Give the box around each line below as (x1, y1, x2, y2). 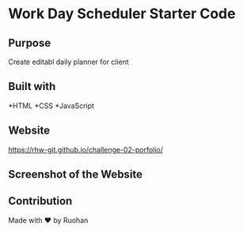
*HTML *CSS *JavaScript (8, 100, 95, 111)
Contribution (8, 194, 73, 208)
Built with (8, 80, 56, 93)
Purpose (8, 36, 51, 50)
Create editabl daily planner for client (8, 57, 129, 66)
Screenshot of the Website (8, 167, 143, 182)
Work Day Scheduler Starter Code (8, 5, 236, 23)
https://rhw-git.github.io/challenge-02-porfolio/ (8, 145, 164, 154)
